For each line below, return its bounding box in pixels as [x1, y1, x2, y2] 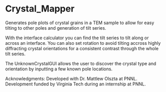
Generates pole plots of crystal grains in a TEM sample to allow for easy [5, 20, 154, 26]
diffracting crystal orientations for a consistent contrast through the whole [5, 45, 159, 51]
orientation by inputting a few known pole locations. [5, 66, 113, 72]
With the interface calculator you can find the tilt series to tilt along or [5, 35, 149, 41]
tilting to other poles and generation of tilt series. [5, 25, 107, 31]
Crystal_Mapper [5, 3, 74, 15]
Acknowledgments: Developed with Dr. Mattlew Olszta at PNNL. [5, 75, 137, 81]
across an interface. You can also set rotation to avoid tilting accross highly [5, 40, 161, 46]
